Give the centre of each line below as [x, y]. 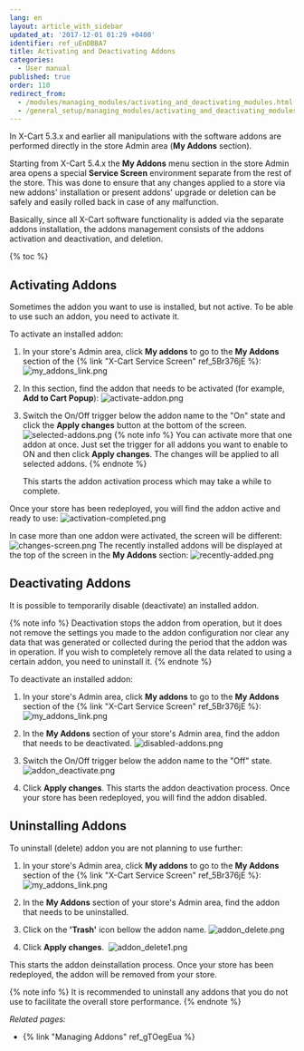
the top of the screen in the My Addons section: [99, 555]
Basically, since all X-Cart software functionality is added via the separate [147, 219]
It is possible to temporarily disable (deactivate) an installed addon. [134, 605]
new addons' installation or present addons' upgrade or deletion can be [143, 192]
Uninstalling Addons [68, 826]
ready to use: [34, 519]
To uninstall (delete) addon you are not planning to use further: [126, 848]
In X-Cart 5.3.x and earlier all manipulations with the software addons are [146, 136]
